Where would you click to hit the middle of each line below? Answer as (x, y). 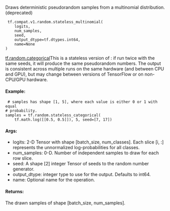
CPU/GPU (15, 80)
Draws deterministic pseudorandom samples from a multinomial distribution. (85, 7)
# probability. (21, 111)
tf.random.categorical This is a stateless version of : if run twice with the (80, 58)
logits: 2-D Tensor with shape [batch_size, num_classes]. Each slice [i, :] (88, 142)
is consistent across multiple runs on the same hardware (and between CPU (85, 69)
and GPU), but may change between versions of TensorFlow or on (74, 74)
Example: (15, 91)
